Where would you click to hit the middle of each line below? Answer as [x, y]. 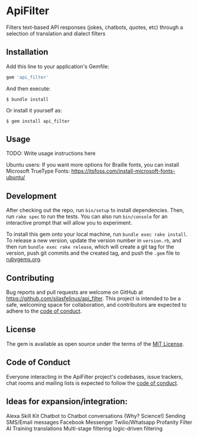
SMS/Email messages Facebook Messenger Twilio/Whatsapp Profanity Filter [99, 422]
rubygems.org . [24, 259]
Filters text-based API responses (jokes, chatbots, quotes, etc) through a [95, 27]
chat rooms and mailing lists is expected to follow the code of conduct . [92, 383]
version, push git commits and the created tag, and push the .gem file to [93, 253]
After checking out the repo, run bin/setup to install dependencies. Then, [95, 210]
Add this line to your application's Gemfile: [58, 66]
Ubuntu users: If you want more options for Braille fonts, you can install [92, 165]
